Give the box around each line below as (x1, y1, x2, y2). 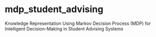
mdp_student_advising (5, 4, 104, 15)
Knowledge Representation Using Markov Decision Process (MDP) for (5, 20, 151, 26)
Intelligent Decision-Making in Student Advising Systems (5, 25, 123, 31)
